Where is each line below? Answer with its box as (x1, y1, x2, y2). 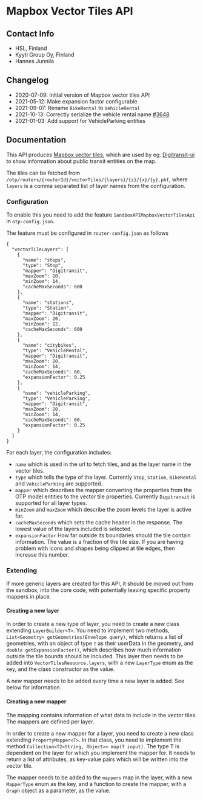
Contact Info (6, 29, 55, 39)
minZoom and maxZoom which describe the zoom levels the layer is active (15, 506, 192, 513)
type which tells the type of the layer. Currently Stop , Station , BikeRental (15, 473, 197, 481)
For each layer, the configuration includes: (6, 448, 112, 456)
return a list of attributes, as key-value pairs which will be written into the (6, 756, 188, 763)
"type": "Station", (22, 305, 72, 311)
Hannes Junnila (15, 58, 55, 64)
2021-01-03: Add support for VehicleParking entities (15, 117, 146, 124)
